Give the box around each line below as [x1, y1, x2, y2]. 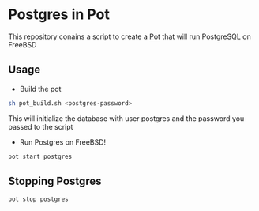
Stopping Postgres [8, 174, 102, 187]
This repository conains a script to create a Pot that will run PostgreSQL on [8, 32, 251, 41]
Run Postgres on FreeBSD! [19, 137, 107, 147]
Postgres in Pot [8, 6, 111, 24]
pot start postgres [8, 153, 73, 160]
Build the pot [19, 84, 62, 93]
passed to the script [8, 122, 73, 131]
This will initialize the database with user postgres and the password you [8, 113, 245, 123]
